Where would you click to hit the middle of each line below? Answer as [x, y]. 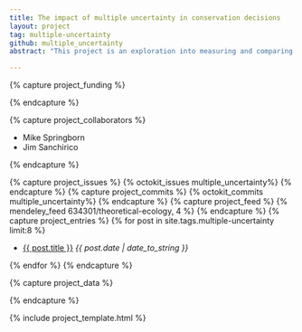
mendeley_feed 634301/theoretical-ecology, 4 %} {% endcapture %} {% [145, 211]
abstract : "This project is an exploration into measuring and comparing [151, 52]
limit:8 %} [28, 231]
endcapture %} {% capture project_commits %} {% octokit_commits [137, 192]
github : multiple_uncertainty [66, 43]
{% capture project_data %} [61, 283]
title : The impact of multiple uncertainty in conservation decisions [145, 18]
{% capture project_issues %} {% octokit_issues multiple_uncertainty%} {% [151, 183]
